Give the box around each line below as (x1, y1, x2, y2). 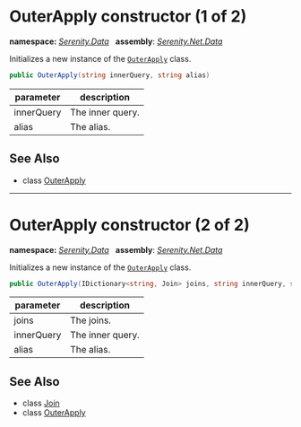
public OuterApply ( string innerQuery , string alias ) (9, 70, 211, 80)
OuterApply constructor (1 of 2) (9, 6, 247, 27)
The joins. (70, 314, 112, 327)
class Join (21, 397, 60, 409)
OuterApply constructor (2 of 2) (9, 214, 250, 235)
